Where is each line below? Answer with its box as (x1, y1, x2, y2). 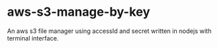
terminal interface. (7, 34, 59, 42)
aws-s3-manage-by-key (7, 4, 151, 20)
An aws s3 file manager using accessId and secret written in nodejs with (7, 27, 212, 35)
